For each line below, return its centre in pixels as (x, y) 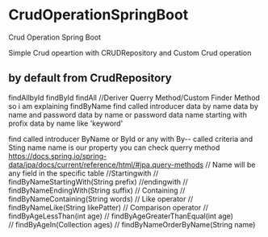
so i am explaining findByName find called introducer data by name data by (133, 106)
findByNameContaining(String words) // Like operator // (101, 198)
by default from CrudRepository (90, 78)
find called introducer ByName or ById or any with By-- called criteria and (130, 139)
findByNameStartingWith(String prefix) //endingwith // (98, 181)
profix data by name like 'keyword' (66, 123)
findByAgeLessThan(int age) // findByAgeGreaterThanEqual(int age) (121, 216)
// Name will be (230, 164)
